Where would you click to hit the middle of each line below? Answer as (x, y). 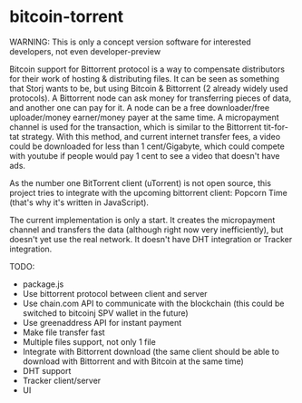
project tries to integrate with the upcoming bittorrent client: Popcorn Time (148, 192)
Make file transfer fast (64, 332)
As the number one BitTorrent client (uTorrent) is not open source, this (141, 182)
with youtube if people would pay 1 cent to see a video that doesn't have (145, 155)
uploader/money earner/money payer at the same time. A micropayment (144, 117)
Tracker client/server (62, 380)
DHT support (47, 370)
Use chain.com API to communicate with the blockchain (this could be (153, 303)
